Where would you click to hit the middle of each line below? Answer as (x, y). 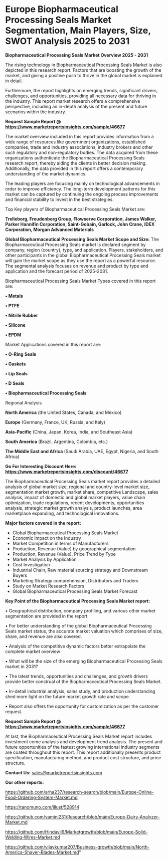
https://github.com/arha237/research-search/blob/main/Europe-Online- (79, 792)
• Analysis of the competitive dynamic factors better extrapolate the (75, 646)
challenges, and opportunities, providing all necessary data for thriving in (81, 96)
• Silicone (16, 325)
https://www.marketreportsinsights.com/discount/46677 (67, 472)
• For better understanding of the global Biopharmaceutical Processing (78, 625)
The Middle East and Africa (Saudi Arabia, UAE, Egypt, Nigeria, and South (82, 451)
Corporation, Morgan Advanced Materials (50, 230)
